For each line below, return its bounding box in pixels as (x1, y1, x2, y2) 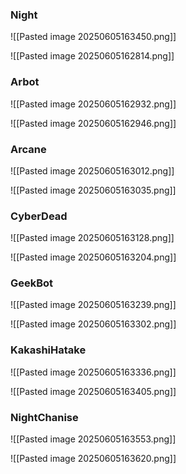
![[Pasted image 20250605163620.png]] (10, 453, 177, 465)
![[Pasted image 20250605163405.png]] (10, 385, 177, 397)
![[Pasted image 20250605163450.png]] (10, 31, 177, 43)
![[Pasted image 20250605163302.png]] (10, 318, 177, 330)
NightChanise (10, 410, 79, 424)
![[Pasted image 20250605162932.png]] (10, 98, 177, 110)
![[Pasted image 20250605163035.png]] (10, 184, 177, 196)
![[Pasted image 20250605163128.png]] (10, 232, 175, 244)
